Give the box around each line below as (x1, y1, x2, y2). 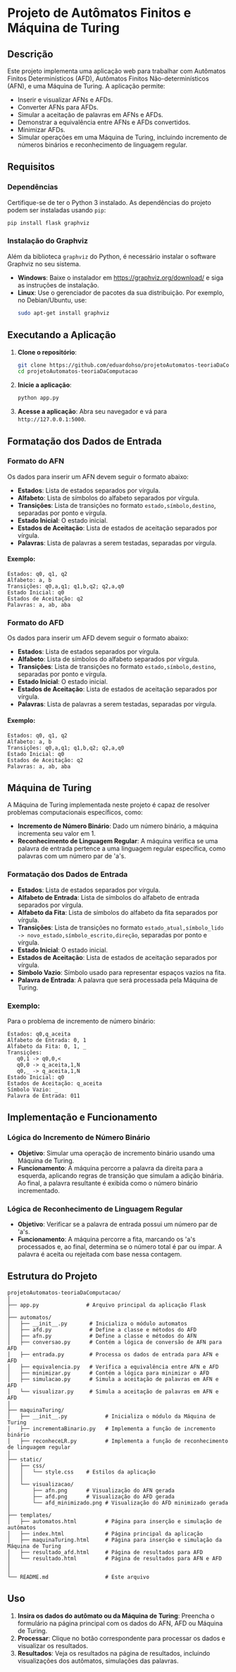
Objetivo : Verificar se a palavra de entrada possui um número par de (17, 1220, 218, 1228)
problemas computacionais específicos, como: (7, 808, 143, 817)
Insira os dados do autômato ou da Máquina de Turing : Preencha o (17, 1611, 215, 1620)
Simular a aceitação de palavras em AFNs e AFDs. (17, 111, 163, 119)
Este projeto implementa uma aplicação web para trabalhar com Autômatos (7, 67, 226, 75)
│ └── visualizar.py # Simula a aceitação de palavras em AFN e (7, 1388, 219, 1395)
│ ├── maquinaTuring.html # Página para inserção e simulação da (7, 1536, 222, 1543)
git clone (17, 362, 47, 369)
